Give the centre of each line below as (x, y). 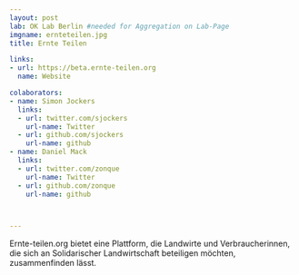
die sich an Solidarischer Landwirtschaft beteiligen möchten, (123, 253)
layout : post (34, 18)
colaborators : (36, 93)
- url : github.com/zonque (67, 186)
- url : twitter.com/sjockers (73, 118)
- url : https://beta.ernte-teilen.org (83, 68)
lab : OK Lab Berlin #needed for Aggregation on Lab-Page (120, 26)
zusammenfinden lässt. (53, 263)
